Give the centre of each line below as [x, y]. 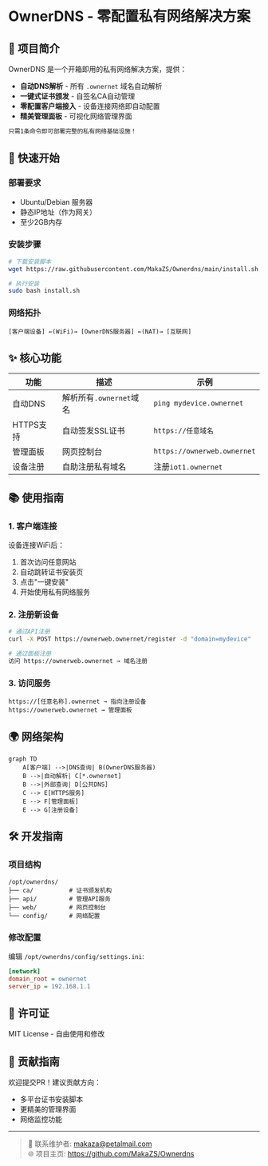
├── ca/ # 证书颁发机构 [60, 890]
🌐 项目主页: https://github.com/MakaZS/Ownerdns [111, 1154]
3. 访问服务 [30, 683]
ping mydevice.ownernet [199, 403]
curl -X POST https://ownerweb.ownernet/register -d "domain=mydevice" [130, 639]
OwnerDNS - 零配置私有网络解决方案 [130, 16]
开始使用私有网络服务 [55, 592]
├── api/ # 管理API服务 [60, 899]
